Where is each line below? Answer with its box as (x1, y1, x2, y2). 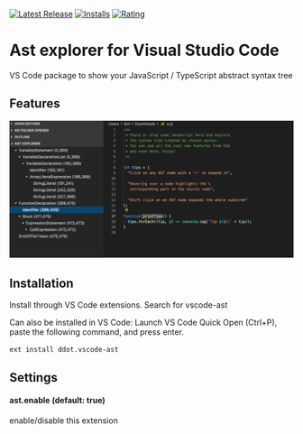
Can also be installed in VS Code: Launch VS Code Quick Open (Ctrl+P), (9, 317, 278, 328)
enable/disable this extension (9, 415, 119, 426)
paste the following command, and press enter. (9, 327, 185, 337)
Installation (9, 275, 74, 291)
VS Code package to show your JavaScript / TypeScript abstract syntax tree (9, 69, 293, 80)
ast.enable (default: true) (9, 395, 106, 406)
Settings (9, 370, 59, 385)
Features (9, 96, 60, 112)
